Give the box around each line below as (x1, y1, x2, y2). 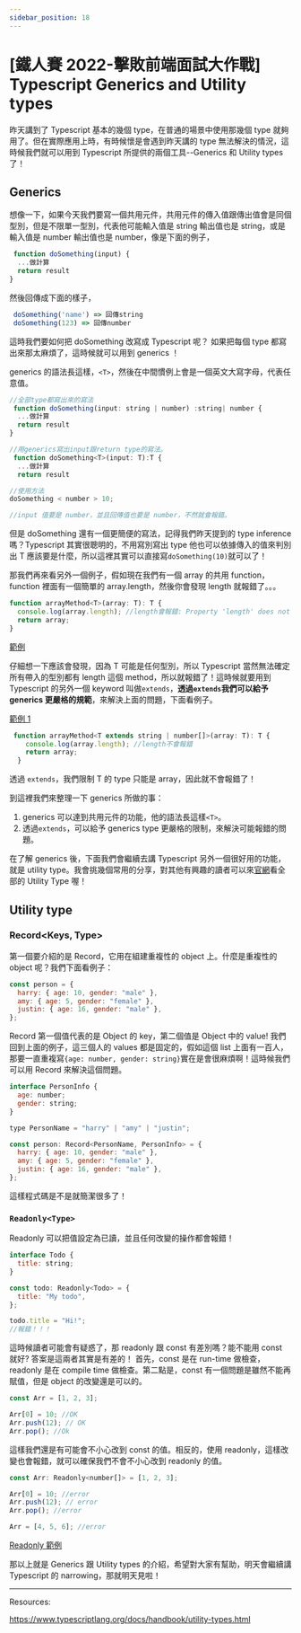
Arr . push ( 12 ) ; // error (9, 1497, 99, 1507)
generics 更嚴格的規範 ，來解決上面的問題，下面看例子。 (9, 693, 218, 705)
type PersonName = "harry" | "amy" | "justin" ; (9, 1124, 191, 1133)
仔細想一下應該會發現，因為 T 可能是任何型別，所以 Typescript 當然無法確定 (9, 660, 290, 671)
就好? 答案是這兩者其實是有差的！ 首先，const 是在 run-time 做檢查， (9, 1354, 266, 1364)
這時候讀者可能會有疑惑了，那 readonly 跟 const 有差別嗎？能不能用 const (9, 1342, 282, 1353)
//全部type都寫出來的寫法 (9, 395, 94, 404)
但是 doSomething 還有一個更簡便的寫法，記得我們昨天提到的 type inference (9, 528, 292, 539)
